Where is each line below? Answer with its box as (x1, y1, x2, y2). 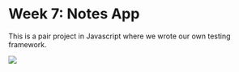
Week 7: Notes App (8, 5, 140, 23)
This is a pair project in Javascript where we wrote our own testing (8, 31, 231, 41)
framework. (8, 39, 47, 49)
